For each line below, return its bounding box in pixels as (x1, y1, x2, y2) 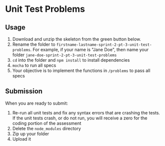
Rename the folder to (12, 41, 55, 47)
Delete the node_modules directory (12, 125, 81, 131)
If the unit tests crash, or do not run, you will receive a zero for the (12, 115, 148, 121)
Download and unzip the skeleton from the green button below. (12, 36, 141, 42)
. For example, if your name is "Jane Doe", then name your (30, 47, 149, 52)
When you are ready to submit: (5, 100, 68, 106)
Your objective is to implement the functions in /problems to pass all (12, 68, 151, 73)
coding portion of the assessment (12, 120, 82, 126)
